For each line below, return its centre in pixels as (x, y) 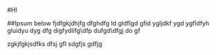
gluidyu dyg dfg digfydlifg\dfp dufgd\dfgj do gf (74, 31)
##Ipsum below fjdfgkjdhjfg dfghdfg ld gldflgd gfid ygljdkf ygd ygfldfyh (108, 23)
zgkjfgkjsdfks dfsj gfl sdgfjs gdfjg (55, 44)
